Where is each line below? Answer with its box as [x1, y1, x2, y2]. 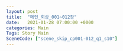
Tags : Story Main [6, 30, 49, 36]
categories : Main [6, 25, 49, 31]
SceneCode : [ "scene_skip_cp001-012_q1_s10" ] [6, 36, 118, 42]
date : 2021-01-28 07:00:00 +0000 [6, 19, 94, 25]
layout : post [6, 8, 38, 15]
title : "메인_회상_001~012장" [6, 14, 77, 20]
